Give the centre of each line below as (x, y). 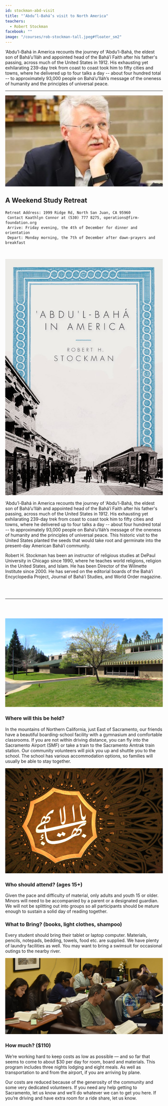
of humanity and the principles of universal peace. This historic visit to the (81, 535)
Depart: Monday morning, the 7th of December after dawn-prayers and (81, 238)
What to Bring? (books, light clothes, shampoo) (64, 924)
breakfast (15, 243)
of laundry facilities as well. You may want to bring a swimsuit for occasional (84, 946)
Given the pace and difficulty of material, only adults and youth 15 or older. (82, 895)
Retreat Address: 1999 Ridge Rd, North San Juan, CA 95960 (68, 213)
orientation (17, 233)
